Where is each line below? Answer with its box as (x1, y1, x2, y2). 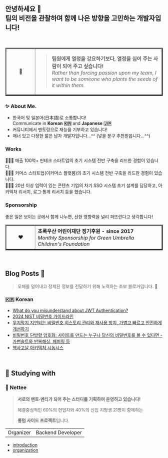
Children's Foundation (37, 240, 90, 247)
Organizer (7, 429, 31, 436)
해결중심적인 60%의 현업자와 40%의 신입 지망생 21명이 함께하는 (17, 406, 143, 412)
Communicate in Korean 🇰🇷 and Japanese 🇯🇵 (12, 120, 111, 126)
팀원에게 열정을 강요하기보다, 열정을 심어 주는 (51, 55, 152, 62)
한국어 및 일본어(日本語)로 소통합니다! (12, 114, 86, 121)
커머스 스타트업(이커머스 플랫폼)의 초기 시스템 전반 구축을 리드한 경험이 (14, 170, 153, 176)
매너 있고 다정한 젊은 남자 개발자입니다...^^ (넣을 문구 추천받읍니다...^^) (12, 133, 150, 139)
